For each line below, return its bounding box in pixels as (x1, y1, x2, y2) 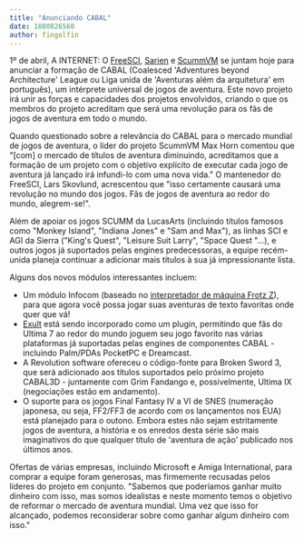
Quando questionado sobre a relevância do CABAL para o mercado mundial (9, 131, 293, 142)
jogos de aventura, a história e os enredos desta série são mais (22, 424, 260, 436)
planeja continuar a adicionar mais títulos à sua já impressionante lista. (32, 254, 296, 265)
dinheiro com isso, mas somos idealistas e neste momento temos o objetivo (9, 491, 292, 502)
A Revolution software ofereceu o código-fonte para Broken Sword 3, (22, 357, 282, 368)
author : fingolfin (9, 30, 79, 39)
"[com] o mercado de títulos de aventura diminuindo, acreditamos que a (9, 150, 279, 161)
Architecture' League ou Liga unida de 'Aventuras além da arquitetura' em (9, 75, 285, 85)
